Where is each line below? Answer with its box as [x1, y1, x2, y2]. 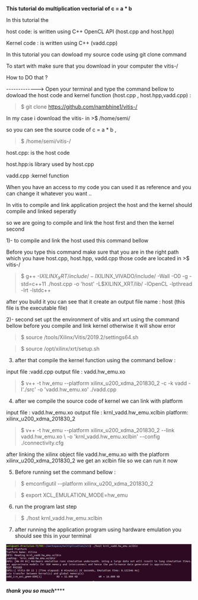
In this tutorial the [6, 17, 49, 23]
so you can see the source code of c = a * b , [6, 126, 117, 133]
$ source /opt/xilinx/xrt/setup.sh [20, 345, 100, 352]
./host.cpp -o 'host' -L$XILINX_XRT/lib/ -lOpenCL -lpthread [47, 280, 193, 287]
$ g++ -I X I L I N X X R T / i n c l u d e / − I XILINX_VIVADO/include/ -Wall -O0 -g [20, 273, 189, 281]
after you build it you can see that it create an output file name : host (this [6, 298, 186, 305]
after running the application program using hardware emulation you [14, 526, 182, 533]
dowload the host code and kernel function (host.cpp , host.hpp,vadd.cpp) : [6, 92, 191, 98]
